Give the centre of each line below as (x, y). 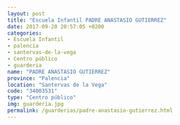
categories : (24, 33)
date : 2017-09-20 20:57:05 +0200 (56, 26)
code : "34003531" (32, 91)
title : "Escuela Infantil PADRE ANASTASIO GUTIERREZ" (87, 20)
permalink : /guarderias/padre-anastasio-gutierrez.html (90, 110)
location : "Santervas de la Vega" (58, 85)
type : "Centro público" (42, 98)
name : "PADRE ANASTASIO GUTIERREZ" (59, 72)
